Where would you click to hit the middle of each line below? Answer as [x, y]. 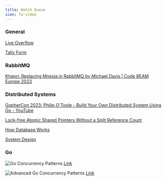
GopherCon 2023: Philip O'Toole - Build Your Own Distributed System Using [83, 105]
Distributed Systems [31, 94]
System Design [21, 140]
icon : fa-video [21, 14]
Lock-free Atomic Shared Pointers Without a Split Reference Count [74, 120]
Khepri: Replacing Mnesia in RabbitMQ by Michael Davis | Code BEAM [77, 76]
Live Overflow [19, 42]
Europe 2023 [19, 82]
